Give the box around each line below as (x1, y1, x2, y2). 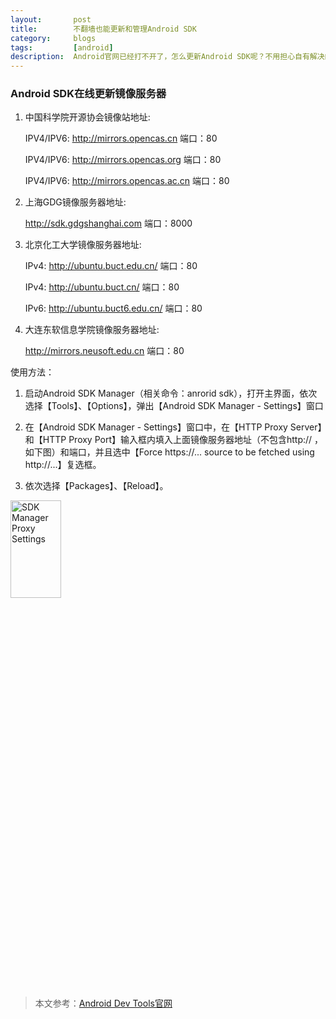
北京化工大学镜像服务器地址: (24, 239, 142, 251)
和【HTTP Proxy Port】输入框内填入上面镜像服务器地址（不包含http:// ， (24, 434, 324, 446)
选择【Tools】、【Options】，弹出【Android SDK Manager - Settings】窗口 (24, 400, 324, 412)
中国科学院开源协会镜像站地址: (24, 111, 151, 123)
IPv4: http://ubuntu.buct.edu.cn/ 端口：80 (24, 260, 198, 272)
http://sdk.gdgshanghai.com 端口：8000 (24, 217, 193, 230)
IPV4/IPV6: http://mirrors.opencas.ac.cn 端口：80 (24, 175, 230, 187)
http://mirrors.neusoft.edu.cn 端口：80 (24, 345, 185, 357)
